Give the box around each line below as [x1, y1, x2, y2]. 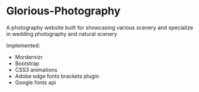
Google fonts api [14, 79, 56, 86]
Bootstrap [14, 60, 40, 67]
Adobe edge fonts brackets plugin [14, 72, 99, 79]
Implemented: [6, 42, 41, 49]
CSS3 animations [14, 66, 58, 73]
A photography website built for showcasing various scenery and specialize [6, 24, 194, 31]
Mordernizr [14, 53, 43, 60]
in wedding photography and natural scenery [6, 30, 117, 37]
